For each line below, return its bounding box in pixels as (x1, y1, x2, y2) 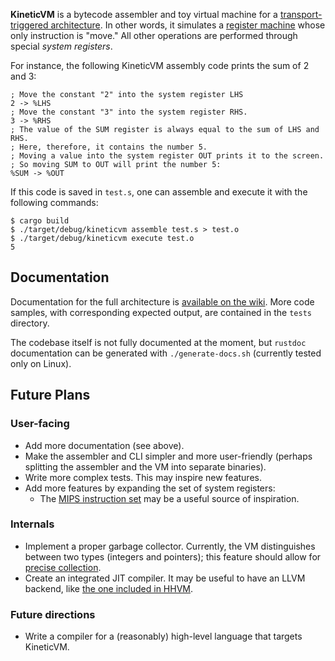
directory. (10, 317, 50, 329)
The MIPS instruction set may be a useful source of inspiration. (39, 492, 300, 504)
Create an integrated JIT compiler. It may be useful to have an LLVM (24, 572, 306, 584)
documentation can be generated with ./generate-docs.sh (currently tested (10, 347, 322, 359)
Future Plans (10, 387, 91, 404)
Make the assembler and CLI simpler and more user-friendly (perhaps (24, 450, 313, 462)
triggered (10, 19, 49, 31)
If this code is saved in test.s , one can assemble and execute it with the (10, 186, 308, 198)
